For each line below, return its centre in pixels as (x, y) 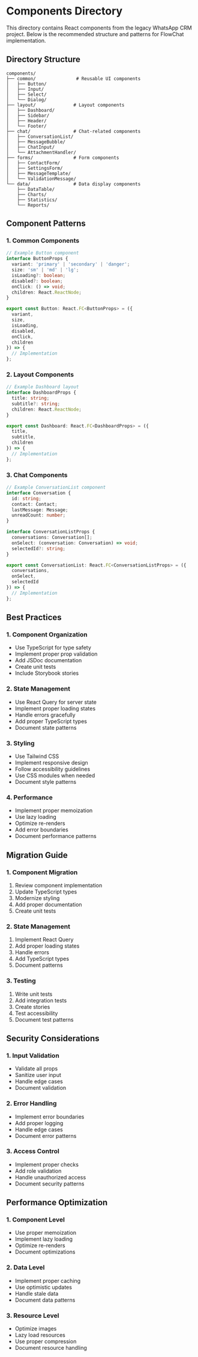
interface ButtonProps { (37, 259)
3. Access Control (33, 1151)
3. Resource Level (33, 1315)
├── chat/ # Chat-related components (73, 131)
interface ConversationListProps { (51, 532)
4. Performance (29, 797)
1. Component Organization (47, 635)
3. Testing (21, 981)
